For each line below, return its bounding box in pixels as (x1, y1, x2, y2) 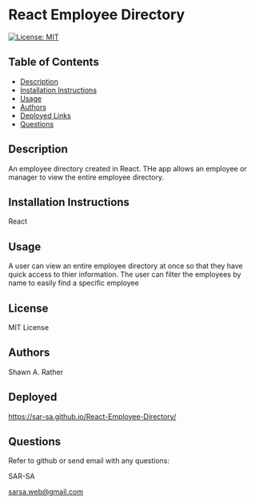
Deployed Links (19, 111, 72, 120)
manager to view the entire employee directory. (8, 172, 165, 182)
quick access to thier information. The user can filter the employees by (8, 270, 241, 280)
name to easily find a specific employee (8, 278, 140, 288)
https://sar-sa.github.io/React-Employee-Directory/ (8, 411, 177, 421)
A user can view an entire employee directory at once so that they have (8, 261, 244, 271)
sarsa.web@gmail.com (8, 487, 84, 497)
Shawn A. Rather (8, 367, 64, 377)
